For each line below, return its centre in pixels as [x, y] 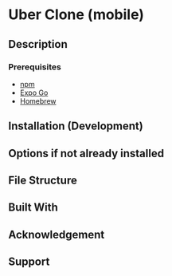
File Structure [43, 181]
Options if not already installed [86, 153]
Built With [33, 208]
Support [29, 262]
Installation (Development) [76, 126]
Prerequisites [35, 67]
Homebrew [38, 101]
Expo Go [34, 93]
